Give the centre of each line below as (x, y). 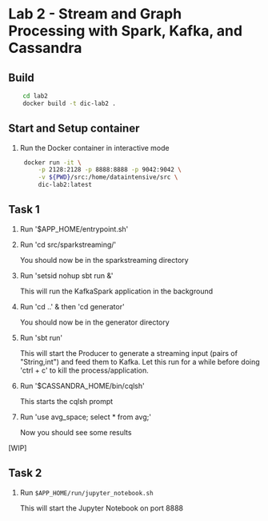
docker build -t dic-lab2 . (69, 103)
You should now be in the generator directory (94, 322)
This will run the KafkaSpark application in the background (116, 291)
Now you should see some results (76, 432)
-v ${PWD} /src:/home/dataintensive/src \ (108, 177)
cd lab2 (35, 96)
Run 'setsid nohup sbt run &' (66, 275)
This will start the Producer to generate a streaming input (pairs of (129, 353)
